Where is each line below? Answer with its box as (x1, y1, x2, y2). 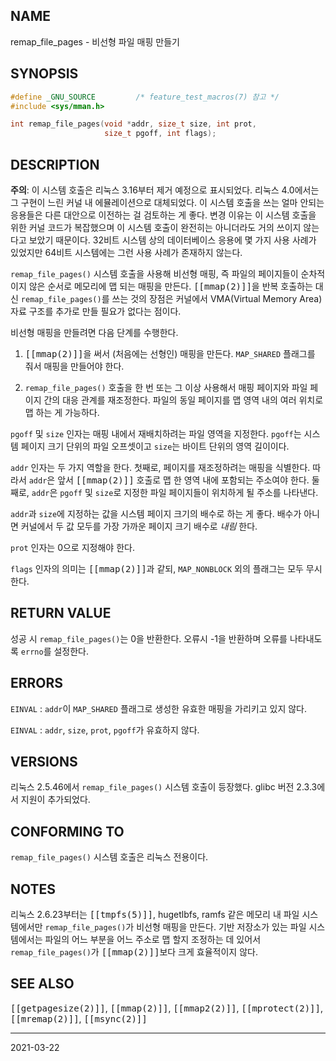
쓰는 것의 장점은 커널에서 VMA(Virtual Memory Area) (111, 292, 323, 304)
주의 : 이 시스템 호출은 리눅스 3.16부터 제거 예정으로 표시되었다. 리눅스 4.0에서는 (10, 184, 320, 196)
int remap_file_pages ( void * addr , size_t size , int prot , (10, 119, 257, 129)
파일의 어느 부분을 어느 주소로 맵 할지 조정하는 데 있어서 (44, 934, 262, 945)
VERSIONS (10, 753, 78, 770)
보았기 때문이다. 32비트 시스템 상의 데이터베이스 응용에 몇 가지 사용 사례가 (28, 234, 317, 246)
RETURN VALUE (10, 605, 112, 622)
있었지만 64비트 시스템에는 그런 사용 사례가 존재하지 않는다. (10, 246, 243, 258)
